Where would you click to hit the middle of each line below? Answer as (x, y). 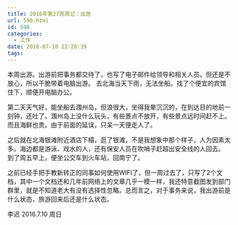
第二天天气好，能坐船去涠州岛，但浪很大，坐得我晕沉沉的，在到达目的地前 (116, 107)
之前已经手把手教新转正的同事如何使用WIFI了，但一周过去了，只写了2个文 (115, 172)
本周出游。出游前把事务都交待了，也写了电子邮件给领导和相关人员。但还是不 (119, 74)
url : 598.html (28, 21)
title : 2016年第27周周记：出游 (49, 14)
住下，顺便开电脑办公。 (41, 92)
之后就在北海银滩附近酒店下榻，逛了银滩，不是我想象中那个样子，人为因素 (116, 139)
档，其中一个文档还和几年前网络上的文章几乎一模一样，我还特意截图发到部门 (119, 181)
